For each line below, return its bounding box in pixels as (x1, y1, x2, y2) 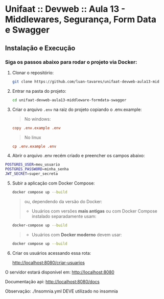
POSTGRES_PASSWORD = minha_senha (5, 167, 69, 172)
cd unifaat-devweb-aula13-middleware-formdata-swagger (12, 97, 127, 103)
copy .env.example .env (12, 125, 61, 131)
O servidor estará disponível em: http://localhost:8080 (5, 269, 115, 275)
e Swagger (5, 25, 50, 35)
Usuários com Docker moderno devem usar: (31, 232, 122, 238)
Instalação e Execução (5, 44, 75, 52)
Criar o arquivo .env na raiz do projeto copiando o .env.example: (12, 107, 142, 112)
